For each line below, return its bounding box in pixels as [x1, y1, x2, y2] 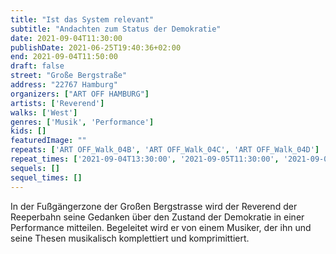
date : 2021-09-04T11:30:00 [10, 33, 123, 43]
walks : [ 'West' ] [10, 107, 78, 118]
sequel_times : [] [10, 172, 83, 183]
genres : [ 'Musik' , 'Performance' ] [10, 117, 155, 127]
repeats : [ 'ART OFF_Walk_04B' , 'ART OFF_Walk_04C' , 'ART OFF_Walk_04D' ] [10, 145, 320, 155]
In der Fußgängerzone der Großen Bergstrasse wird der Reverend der [10, 200, 298, 212]
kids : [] [10, 126, 47, 136]
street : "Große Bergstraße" [10, 71, 128, 81]
